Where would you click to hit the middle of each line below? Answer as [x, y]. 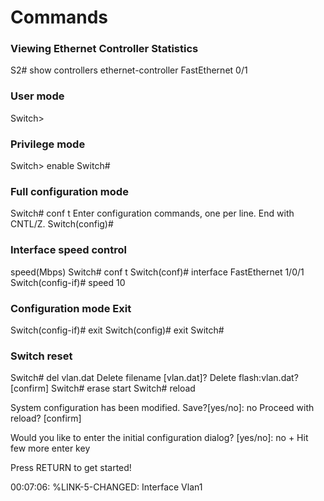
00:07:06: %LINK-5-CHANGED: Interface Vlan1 [106, 487]
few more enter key [50, 448]
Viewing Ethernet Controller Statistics [104, 49]
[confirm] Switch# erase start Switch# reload [103, 388]
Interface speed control [68, 250]
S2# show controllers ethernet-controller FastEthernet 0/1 [129, 70]
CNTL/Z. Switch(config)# [62, 224]
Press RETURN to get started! [71, 468]
